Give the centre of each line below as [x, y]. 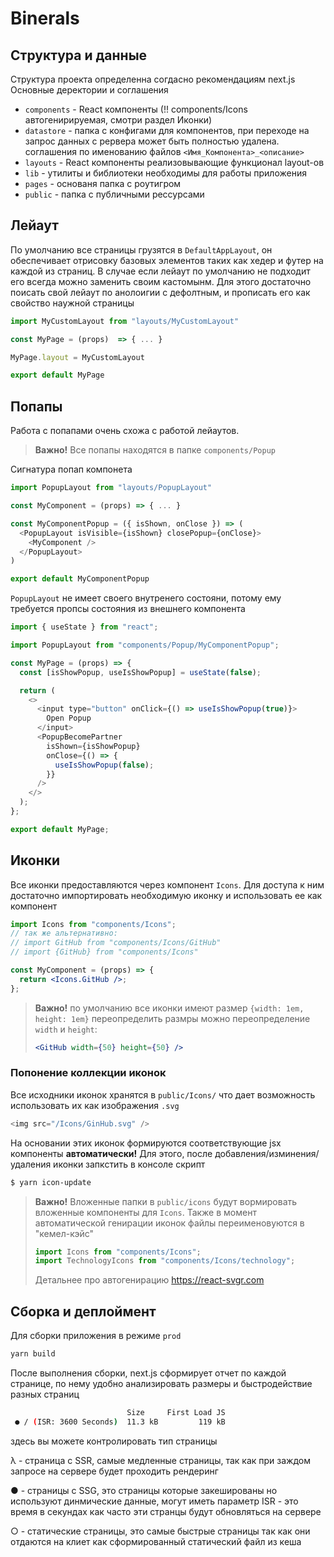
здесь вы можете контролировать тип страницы [114, 1441]
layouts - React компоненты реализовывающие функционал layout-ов [174, 162]
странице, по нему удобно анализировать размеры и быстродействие [161, 1384]
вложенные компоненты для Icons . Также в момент [145, 1212]
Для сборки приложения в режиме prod [96, 1336]
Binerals [45, 18]
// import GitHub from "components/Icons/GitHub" [116, 943]
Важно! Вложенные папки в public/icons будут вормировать [166, 1201]
